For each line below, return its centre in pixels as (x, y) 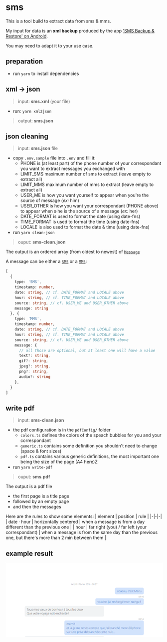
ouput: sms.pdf (34, 477)
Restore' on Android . (27, 36)
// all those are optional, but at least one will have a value (87, 350)
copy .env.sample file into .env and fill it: (54, 158)
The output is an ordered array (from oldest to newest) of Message (73, 252)
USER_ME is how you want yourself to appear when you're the (84, 195)
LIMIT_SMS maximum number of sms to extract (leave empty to (85, 174)
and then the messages (37, 507)
